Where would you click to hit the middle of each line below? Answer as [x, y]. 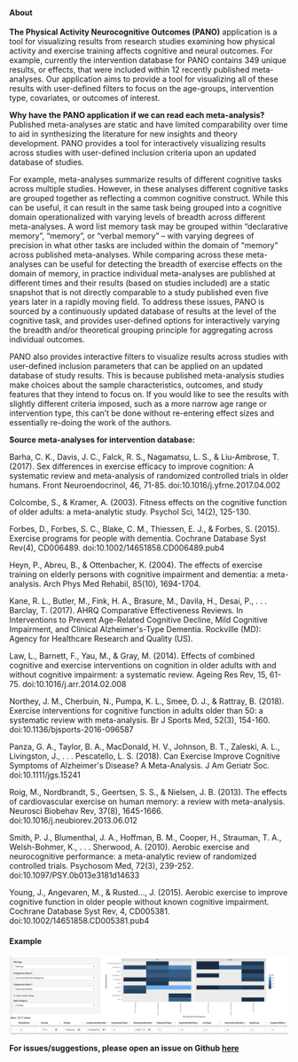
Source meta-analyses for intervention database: [102, 440]
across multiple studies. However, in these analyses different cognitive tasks [149, 189]
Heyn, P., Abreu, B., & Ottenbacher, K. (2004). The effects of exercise [136, 565]
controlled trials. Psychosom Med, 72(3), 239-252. [102, 866]
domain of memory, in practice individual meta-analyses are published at [142, 274]
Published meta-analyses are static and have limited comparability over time [149, 125]
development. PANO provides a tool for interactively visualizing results [137, 144]
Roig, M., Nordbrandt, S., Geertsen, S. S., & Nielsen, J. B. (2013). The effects [148, 793]
